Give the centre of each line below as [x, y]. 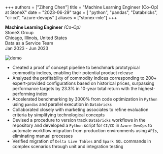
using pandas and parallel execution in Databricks [62, 104]
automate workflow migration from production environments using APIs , [85, 130]
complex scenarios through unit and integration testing [68, 146]
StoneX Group [19, 32]
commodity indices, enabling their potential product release [73, 73]
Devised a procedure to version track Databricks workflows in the [79, 120]
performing [24, 94]
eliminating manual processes [42, 136]
